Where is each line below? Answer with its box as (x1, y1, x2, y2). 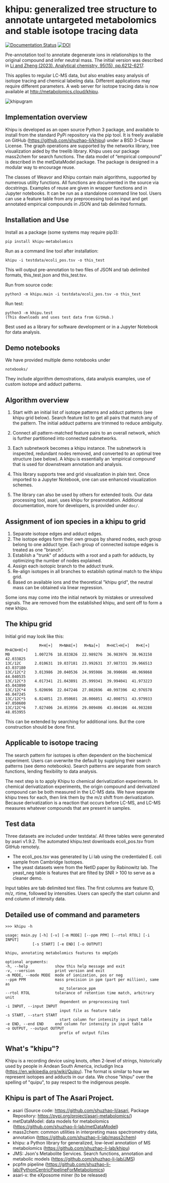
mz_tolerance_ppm (59, 986, 96, 991)
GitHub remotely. (5, 844, 40, 850)
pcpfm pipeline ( (12, 1161, 47, 1167)
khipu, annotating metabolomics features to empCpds (5, 951, 119, 956)
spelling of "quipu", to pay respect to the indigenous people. (5, 1079, 130, 1086)
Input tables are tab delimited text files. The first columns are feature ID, (5, 885, 155, 891)
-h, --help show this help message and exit (5, 964, 125, 969)
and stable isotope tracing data (5, 25, 139, 37)
